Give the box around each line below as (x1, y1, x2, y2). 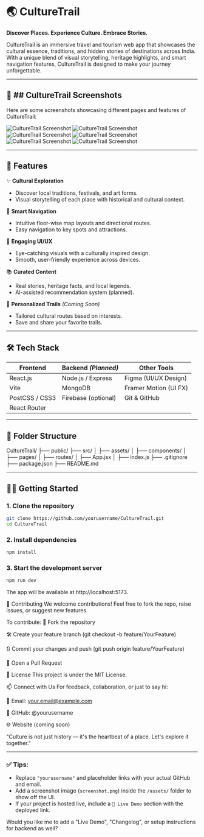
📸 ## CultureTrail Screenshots (6, 90, 123, 100)
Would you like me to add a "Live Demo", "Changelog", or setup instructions (6, 818, 196, 825)
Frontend (19, 363, 47, 372)
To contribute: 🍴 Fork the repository (6, 618, 96, 626)
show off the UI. (15, 794, 56, 801)
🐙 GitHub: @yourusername (6, 709, 73, 716)
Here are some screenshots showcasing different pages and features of (6, 106, 186, 113)
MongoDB (61, 384, 91, 393)
